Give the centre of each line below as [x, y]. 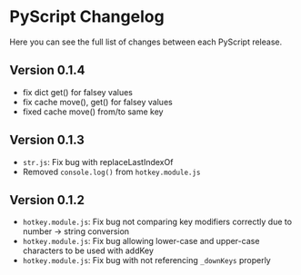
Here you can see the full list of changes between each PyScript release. [146, 42]
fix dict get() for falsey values [78, 92]
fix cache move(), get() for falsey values [97, 102]
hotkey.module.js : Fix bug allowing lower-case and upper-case [141, 241]
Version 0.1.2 [47, 200]
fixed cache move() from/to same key [93, 112]
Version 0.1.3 [47, 140]
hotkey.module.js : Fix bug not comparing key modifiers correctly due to [157, 222]
